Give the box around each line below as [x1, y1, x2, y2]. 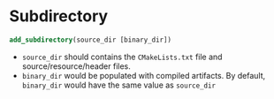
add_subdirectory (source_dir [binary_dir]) [9, 35, 172, 44]
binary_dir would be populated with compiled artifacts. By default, [21, 70, 266, 80]
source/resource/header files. [21, 60, 131, 72]
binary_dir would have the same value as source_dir [21, 80, 217, 90]
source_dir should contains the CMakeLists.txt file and [21, 51, 223, 62]
